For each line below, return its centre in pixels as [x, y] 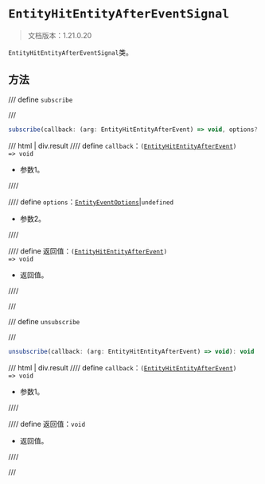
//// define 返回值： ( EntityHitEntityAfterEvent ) [88, 251]
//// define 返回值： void [47, 424]
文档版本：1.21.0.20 [60, 35]
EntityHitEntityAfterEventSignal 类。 [70, 52]
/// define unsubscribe [44, 321]
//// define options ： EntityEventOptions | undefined [91, 202]
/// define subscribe [41, 99]
